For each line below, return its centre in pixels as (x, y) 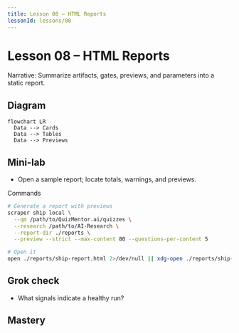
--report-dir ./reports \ (52, 233)
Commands (24, 194)
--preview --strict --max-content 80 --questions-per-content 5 (111, 239)
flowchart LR (27, 122)
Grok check (33, 281)
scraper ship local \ (39, 213)
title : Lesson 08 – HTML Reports (57, 14)
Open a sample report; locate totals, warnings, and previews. (107, 179)
